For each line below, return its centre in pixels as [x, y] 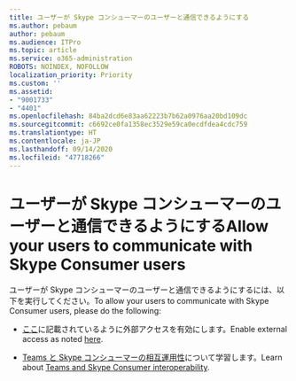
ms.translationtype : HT [53, 133]
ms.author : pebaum [43, 26]
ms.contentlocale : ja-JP [55, 141]
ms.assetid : [31, 91]
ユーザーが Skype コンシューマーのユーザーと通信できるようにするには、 [143, 290]
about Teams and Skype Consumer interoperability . [116, 368]
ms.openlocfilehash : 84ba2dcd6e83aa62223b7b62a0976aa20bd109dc [129, 116]
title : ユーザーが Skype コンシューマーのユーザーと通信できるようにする [129, 17]
